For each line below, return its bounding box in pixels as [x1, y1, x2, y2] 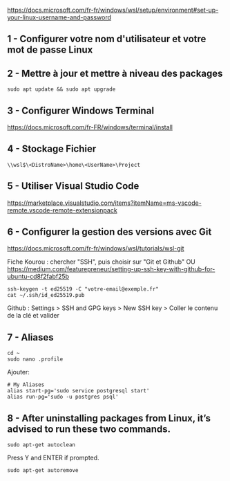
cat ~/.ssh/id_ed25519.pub [7, 292, 85, 299]
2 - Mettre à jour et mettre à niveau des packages [7, 67, 223, 79]
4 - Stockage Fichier [7, 143, 97, 155]
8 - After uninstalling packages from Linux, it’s [7, 412, 211, 424]
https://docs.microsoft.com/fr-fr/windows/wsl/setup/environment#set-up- [7, 6, 219, 14]
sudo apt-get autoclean [7, 442, 76, 448]
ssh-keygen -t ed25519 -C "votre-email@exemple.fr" [7, 286, 159, 293]
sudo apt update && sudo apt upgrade [7, 86, 116, 93]
